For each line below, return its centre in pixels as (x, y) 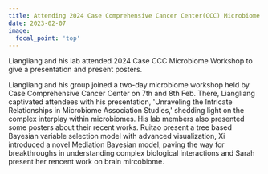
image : (19, 30)
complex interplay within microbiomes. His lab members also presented (126, 119)
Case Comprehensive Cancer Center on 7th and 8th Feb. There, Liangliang (132, 94)
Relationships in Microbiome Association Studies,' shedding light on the (126, 111)
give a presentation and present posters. (75, 70)
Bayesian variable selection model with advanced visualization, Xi (117, 136)
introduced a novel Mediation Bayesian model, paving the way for (116, 144)
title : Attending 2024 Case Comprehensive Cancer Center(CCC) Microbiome (134, 16)
